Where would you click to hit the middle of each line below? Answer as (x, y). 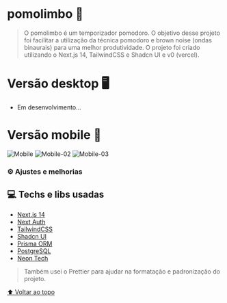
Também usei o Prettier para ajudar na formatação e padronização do (122, 271)
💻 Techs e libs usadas (56, 195)
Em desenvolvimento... (49, 107)
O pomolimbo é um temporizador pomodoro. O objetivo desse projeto (122, 33)
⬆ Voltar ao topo (31, 292)
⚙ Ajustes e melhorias (45, 172)
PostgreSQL (34, 251)
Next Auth (31, 222)
